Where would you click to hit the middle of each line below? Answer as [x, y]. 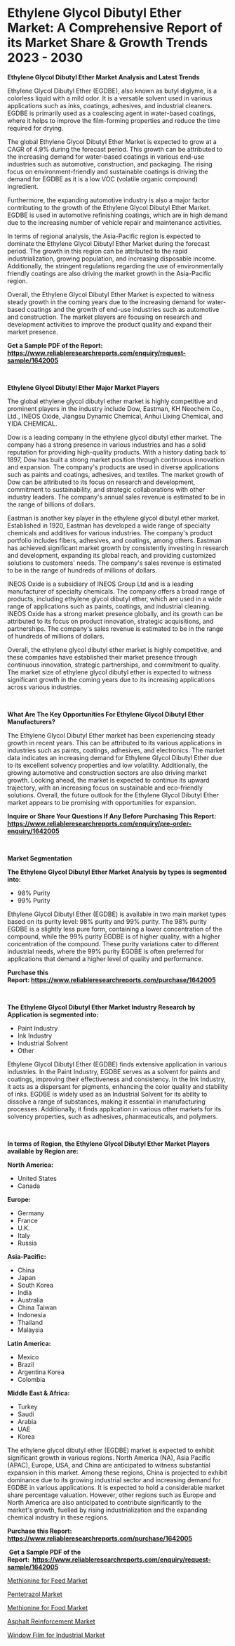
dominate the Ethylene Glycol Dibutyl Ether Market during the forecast [109, 243]
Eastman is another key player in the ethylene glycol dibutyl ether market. [113, 518]
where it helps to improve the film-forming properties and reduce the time [114, 120]
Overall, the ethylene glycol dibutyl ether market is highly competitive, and [115, 649]
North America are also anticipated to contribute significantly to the [105, 1502]
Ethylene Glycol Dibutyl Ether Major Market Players [83, 387]
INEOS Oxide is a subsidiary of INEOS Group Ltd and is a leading [101, 584]
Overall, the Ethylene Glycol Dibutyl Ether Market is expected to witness [111, 294]
